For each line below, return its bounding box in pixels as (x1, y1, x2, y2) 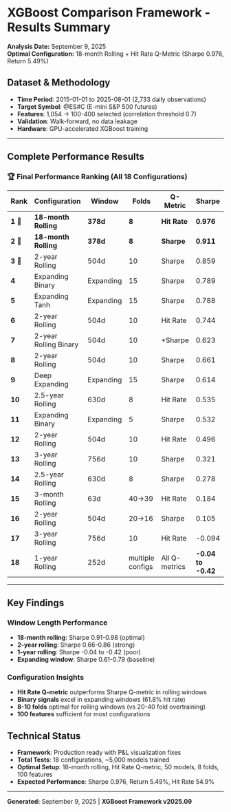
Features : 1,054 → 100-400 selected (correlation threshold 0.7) (16, 110, 197, 118)
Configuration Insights (7, 673, 85, 683)
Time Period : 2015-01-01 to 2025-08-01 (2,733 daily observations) (16, 95, 206, 103)
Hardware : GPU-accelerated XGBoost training (16, 124, 148, 132)
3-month (34, 490, 64, 499)
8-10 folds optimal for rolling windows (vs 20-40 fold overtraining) (16, 702, 206, 711)
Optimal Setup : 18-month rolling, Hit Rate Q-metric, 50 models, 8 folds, (16, 763, 219, 771)
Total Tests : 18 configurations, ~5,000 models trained (16, 756, 170, 764)
